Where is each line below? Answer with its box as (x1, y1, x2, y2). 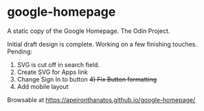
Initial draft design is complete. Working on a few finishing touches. (7, 40, 198, 48)
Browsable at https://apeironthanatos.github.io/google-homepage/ (7, 95, 196, 103)
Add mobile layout (16, 82, 69, 90)
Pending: (7, 47, 33, 56)
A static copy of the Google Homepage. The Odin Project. (7, 27, 170, 35)
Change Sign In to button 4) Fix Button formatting (16, 75, 157, 83)
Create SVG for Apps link (16, 68, 88, 76)
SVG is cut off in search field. (16, 60, 100, 69)
